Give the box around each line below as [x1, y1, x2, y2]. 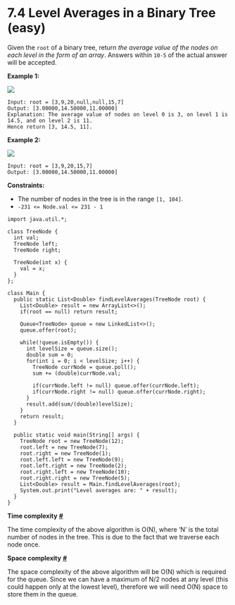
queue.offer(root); [20, 326, 77, 334]
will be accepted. [7, 58, 58, 66]
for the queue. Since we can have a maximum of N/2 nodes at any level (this [7, 575, 229, 583]
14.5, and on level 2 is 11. [7, 117, 93, 124]
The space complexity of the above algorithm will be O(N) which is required [7, 567, 227, 575]
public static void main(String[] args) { [13, 431, 140, 438]
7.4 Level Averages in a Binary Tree [7, 5, 216, 21]
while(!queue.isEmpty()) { [20, 339, 99, 346]
